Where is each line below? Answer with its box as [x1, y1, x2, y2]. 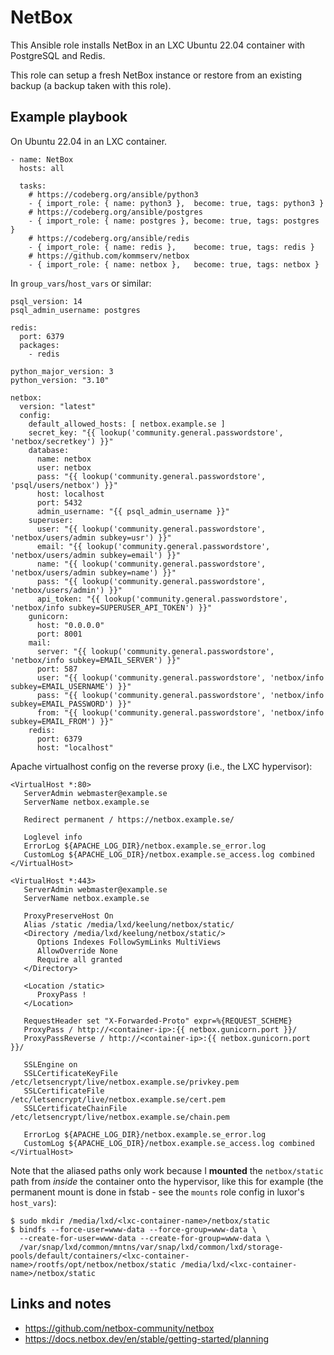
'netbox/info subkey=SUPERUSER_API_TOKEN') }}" [10, 602, 213, 613]
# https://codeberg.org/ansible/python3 [28, 189, 199, 200]
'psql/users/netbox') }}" [10, 480, 118, 490]
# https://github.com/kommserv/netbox [28, 251, 190, 261]
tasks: [19, 181, 47, 191]
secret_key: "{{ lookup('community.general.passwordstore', [28, 427, 284, 438]
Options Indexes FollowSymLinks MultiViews [36, 937, 222, 947]
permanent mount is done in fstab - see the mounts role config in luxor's [10, 1186, 305, 1198]
